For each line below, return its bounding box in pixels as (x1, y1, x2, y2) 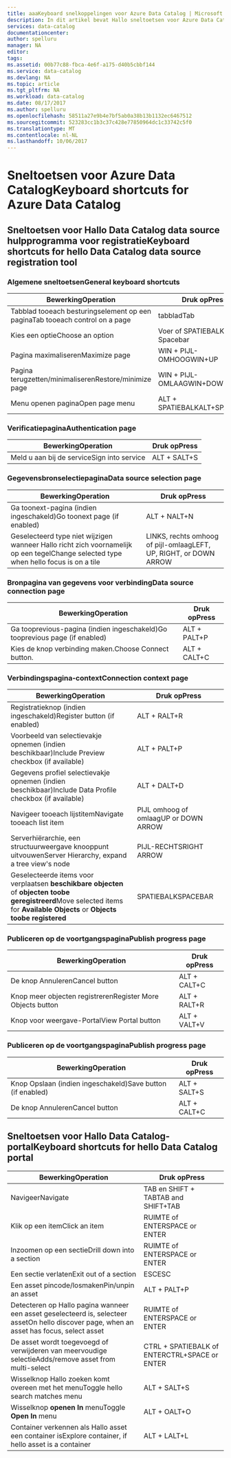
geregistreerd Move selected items (10, 896, 124, 905)
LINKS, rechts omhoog (146, 531, 219, 541)
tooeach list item (10, 818, 64, 828)
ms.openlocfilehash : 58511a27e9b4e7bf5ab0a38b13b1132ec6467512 (7, 112, 192, 119)
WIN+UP (190, 355, 219, 364)
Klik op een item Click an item (10, 1221, 104, 1230)
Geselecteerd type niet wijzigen (10, 531, 113, 541)
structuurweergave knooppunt (10, 842, 109, 852)
